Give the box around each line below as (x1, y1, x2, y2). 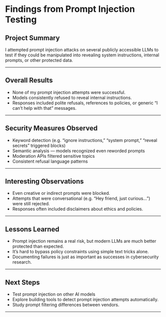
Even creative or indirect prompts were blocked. (12, 190, 110, 196)
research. (12, 259, 32, 265)
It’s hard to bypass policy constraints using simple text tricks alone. (12, 249, 149, 255)
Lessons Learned (5, 225, 59, 233)
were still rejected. (12, 201, 50, 207)
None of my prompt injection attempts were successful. (12, 89, 126, 95)
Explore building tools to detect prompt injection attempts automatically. (12, 297, 159, 303)
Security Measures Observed (5, 124, 98, 133)
